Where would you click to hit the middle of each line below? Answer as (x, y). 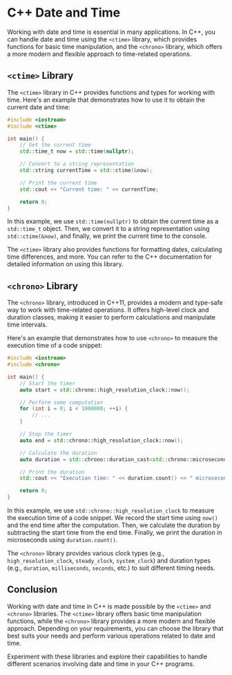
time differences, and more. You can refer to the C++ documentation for (109, 257)
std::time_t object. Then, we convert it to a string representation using (108, 229)
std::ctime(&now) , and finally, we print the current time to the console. (107, 236)
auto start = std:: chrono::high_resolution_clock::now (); (105, 390)
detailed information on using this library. (66, 264)
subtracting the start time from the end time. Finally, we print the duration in (115, 533)
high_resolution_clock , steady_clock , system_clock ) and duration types (109, 561)
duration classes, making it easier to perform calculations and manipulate (112, 317)
